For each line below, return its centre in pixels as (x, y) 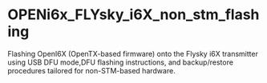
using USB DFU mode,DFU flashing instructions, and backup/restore (121, 62)
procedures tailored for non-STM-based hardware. (91, 70)
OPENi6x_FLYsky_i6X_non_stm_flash (133, 15)
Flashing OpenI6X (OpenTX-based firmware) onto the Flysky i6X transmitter (133, 53)
